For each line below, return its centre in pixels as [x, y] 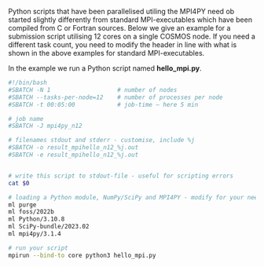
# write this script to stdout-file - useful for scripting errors [121, 176]
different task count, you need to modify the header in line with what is [123, 45]
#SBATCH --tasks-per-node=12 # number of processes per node [115, 97]
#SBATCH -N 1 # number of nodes [93, 90]
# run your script [38, 248]
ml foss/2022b [31, 212]
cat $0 [19, 183]
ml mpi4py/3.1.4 [35, 234]
